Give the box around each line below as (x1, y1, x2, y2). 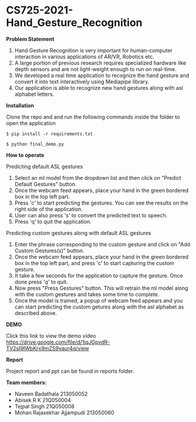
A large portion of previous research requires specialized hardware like (14, 59, 187, 66)
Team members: (6, 379, 47, 386)
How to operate (6, 151, 45, 159)
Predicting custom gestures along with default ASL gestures (6, 229, 151, 236)
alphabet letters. (14, 91, 55, 98)
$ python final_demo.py (6, 141, 65, 147)
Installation (6, 102, 34, 109)
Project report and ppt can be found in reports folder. (6, 367, 134, 374)
